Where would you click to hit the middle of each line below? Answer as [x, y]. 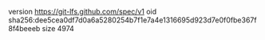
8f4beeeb [24, 28]
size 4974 [58, 28]
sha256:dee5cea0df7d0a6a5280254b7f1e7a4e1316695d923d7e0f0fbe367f [132, 20]
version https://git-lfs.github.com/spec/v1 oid [83, 12]
